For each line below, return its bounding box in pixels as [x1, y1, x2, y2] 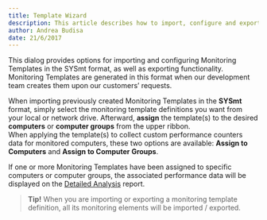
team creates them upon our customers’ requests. [8, 81, 172, 91]
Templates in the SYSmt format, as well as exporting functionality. [8, 64, 224, 74]
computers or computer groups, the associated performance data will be [8, 171, 246, 180]
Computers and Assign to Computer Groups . [8, 147, 159, 156]
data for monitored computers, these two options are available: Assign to [8, 138, 248, 148]
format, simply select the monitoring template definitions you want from [8, 105, 242, 114]
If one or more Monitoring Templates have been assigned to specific [8, 162, 232, 172]
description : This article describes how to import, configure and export [8, 19, 261, 27]
